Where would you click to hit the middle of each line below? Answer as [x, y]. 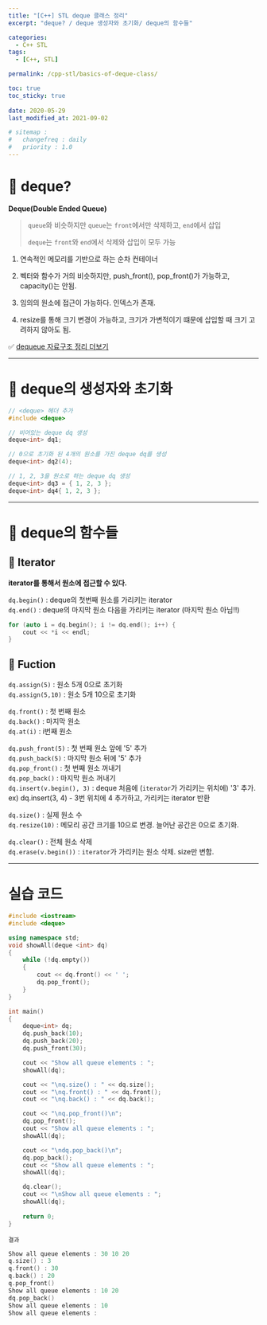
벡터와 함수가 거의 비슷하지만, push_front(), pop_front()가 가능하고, [125, 276]
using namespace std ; [44, 938]
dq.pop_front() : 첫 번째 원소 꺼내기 [65, 768]
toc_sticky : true [37, 96]
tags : [17, 53]
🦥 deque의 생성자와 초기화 [91, 389]
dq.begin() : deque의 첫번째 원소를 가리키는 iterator [90, 600]
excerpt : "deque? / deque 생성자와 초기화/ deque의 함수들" [101, 23]
